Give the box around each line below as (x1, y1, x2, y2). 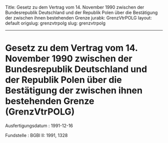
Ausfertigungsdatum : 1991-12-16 (5, 122, 73, 128)
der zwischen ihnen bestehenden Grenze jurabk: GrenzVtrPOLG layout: (5, 15, 152, 20)
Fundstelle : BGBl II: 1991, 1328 (5, 132, 68, 138)
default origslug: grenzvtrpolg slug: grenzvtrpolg (5, 20, 106, 26)
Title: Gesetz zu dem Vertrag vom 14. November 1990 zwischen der (5, 4, 144, 10)
